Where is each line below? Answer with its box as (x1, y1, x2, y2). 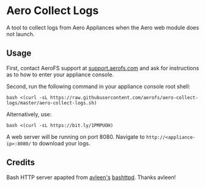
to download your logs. (32, 139, 91, 147)
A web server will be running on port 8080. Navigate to (6, 133, 145, 141)
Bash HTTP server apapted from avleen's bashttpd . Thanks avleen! (6, 174, 176, 181)
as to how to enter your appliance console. (6, 71, 114, 78)
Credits (6, 157, 35, 168)
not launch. (6, 30, 35, 37)
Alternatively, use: (6, 111, 52, 118)
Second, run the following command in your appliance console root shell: (6, 82, 191, 90)
